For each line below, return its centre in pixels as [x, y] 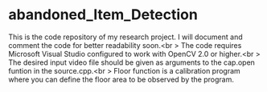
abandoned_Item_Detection [103, 15]
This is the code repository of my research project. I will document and [125, 37]
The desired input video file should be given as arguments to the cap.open [132, 62]
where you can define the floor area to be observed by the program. [121, 79]
